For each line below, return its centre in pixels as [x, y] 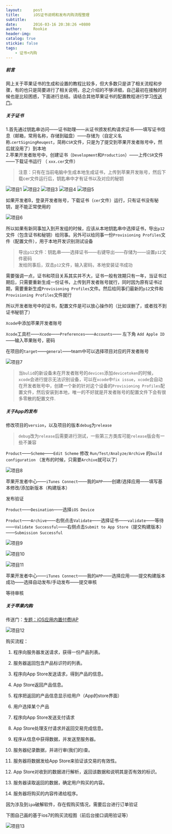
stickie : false [22, 43]
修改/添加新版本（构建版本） [40, 488]
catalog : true [21, 39]
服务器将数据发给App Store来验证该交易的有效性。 [66, 761]
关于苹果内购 [19, 606]
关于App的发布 [22, 411]
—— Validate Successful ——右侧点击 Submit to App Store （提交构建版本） [85, 527]
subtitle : [16, 19]
